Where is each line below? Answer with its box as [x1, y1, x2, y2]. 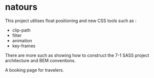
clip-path [12, 27, 31, 33]
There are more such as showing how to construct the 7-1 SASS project [5, 52, 149, 58]
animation [12, 37, 33, 43]
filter [12, 32, 22, 38]
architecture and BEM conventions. [5, 57, 76, 63]
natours [5, 1, 38, 13]
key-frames [12, 43, 36, 49]
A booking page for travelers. [5, 67, 64, 73]
